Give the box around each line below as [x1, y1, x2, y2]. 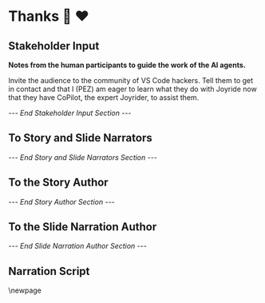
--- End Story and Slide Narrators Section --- [8, 152, 158, 162]
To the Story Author [8, 176, 109, 189]
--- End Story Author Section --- [8, 197, 116, 206]
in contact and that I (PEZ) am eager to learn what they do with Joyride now [8, 84, 257, 94]
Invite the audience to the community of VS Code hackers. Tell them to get [8, 76, 254, 85]
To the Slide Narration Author [8, 220, 157, 234]
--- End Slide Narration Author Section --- [8, 241, 148, 251]
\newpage [8, 285, 42, 295]
